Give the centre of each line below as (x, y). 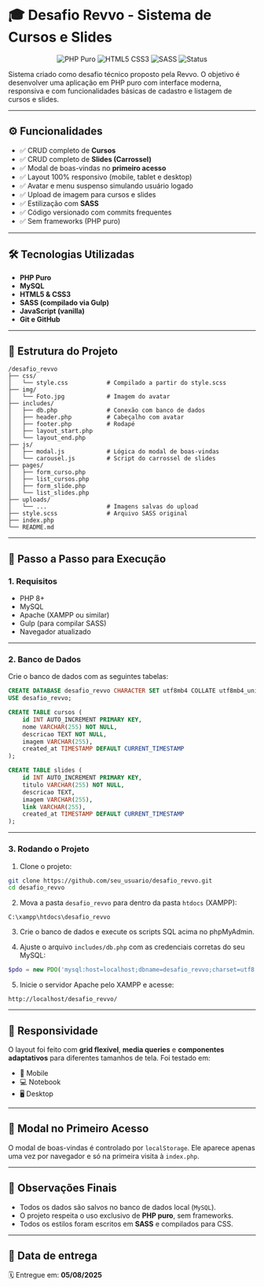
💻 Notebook (40, 1082)
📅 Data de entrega (53, 1255)
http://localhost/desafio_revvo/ (63, 999)
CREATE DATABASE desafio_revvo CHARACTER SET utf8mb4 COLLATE (112, 691)
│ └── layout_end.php (47, 438)
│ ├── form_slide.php (47, 486)
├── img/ (22, 390)
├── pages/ (26, 466)
